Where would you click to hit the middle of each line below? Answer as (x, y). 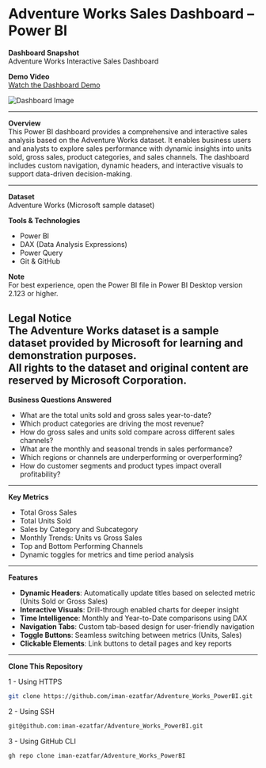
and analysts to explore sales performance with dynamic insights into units (130, 149)
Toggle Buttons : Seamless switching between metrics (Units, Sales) (131, 635)
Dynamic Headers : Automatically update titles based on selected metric (137, 592)
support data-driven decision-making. (70, 174)
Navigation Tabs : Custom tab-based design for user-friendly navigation (137, 626)
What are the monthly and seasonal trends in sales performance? (126, 449)
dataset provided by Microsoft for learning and (126, 343)
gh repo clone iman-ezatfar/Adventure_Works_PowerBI (97, 755)
